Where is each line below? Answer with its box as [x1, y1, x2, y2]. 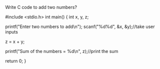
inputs [5, 29, 18, 34]
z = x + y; [5, 38, 25, 44]
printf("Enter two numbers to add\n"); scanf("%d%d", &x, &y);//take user [5, 23, 155, 29]
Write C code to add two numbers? [5, 4, 77, 10]
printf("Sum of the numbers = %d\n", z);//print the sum [5, 48, 118, 54]
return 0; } [5, 58, 26, 64]
